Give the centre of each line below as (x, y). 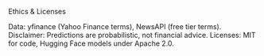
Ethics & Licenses (37, 11)
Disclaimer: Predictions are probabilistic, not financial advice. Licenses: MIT (132, 35)
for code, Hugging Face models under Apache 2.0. (91, 43)
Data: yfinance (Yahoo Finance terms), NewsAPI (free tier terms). (115, 26)
